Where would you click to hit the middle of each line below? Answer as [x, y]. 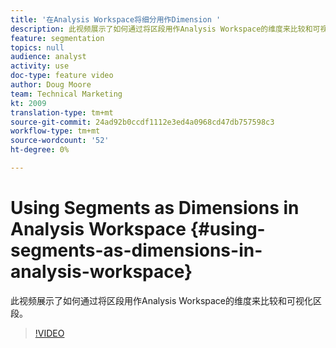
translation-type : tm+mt [62, 112]
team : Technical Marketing [66, 94]
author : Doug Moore [51, 85]
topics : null [37, 47]
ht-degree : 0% [40, 150]
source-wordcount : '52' [60, 141]
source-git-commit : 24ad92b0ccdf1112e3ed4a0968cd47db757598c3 [142, 122]
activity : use [40, 66]
